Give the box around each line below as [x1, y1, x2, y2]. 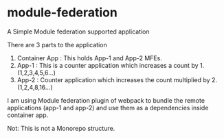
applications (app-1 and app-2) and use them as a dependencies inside [7, 103, 209, 112]
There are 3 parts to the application [7, 40, 108, 49]
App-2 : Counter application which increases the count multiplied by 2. [16, 75, 218, 84]
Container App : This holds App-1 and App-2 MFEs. [16, 53, 163, 62]
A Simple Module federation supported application [7, 27, 150, 36]
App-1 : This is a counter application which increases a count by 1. [16, 61, 205, 69]
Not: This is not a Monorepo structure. [7, 124, 115, 132]
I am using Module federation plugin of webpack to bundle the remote [7, 96, 205, 104]
